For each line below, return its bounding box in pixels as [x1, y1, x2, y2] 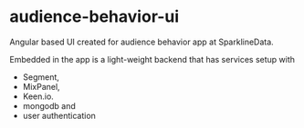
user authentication [22, 110, 96, 121]
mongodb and [22, 100, 76, 111]
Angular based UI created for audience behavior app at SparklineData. [9, 36, 274, 47]
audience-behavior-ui [9, 6, 180, 27]
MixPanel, [22, 81, 61, 92]
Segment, [22, 71, 59, 83]
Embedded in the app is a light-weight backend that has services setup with [9, 54, 295, 64]
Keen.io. [22, 91, 55, 102]
